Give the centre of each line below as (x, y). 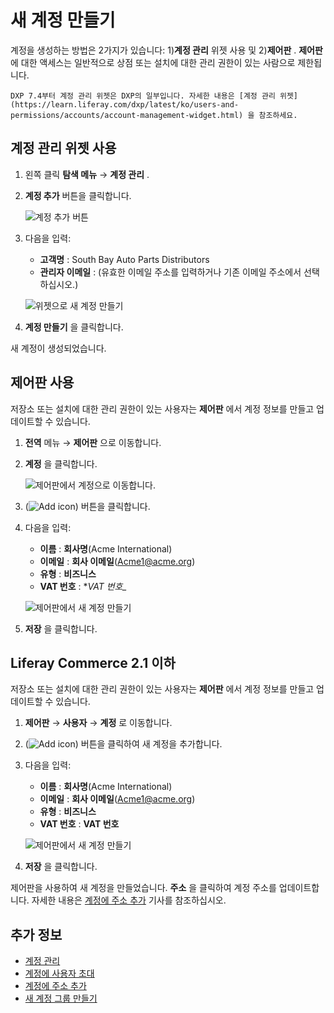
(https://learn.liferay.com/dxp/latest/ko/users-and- (125, 104)
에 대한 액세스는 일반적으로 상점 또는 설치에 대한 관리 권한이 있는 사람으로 (153, 62)
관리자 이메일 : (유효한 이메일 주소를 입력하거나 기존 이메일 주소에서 (170, 272)
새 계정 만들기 (63, 20)
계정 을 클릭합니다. (61, 463)
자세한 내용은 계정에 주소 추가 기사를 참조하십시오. (129, 900)
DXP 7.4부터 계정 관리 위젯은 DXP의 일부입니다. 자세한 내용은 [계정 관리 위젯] (154, 96)
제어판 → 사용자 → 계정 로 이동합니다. (98, 723)
